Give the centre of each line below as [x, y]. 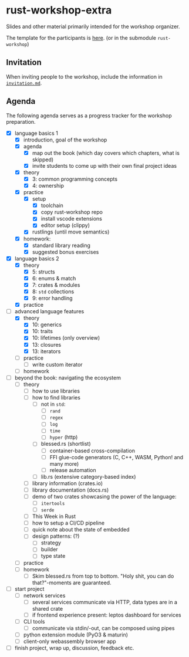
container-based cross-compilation [92, 451]
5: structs [44, 272]
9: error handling [52, 298]
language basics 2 [37, 258]
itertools [53, 503]
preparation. [21, 121]
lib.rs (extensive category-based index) [88, 476]
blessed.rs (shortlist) [66, 444]
